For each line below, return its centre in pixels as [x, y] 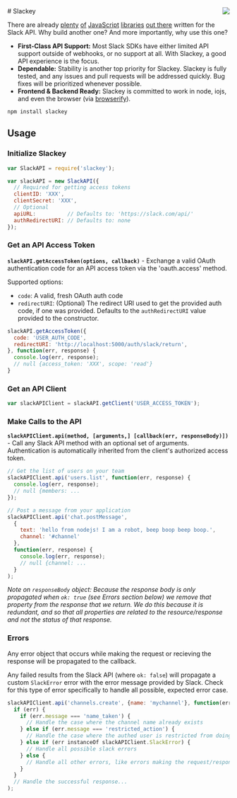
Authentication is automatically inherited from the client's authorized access [118, 451]
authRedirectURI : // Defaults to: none [72, 220]
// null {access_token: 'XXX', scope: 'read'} [83, 364]
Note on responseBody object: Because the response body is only [102, 590]
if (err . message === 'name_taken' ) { [75, 716]
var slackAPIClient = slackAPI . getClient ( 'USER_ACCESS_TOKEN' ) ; [104, 404]
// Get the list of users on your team [66, 471]
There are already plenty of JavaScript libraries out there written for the [111, 25]
